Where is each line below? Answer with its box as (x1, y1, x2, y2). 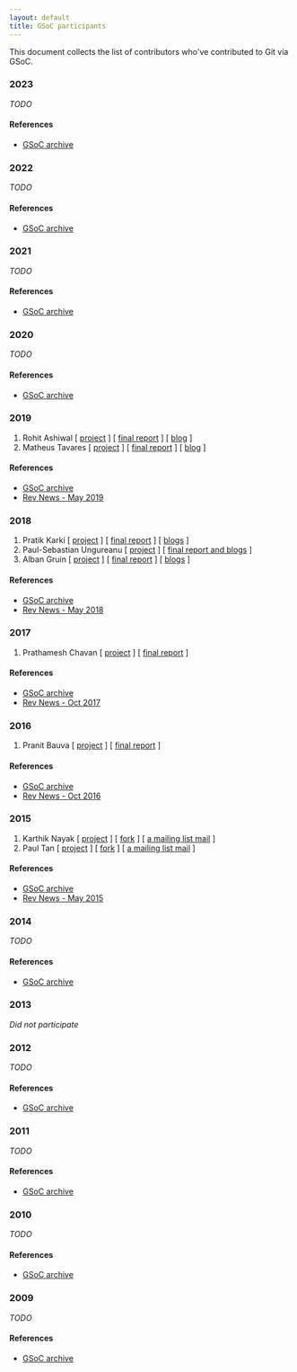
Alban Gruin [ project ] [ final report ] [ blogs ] (22, 554, 191, 565)
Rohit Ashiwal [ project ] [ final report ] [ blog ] (22, 432, 193, 443)
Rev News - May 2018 (22, 604, 104, 615)
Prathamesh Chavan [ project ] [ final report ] (22, 646, 189, 657)
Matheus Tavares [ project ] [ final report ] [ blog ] (22, 441, 206, 452)
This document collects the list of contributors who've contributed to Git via (9, 46, 289, 57)
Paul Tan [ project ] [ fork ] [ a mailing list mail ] (22, 842, 196, 853)
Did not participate (9, 1019, 79, 1029)
